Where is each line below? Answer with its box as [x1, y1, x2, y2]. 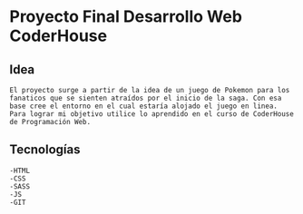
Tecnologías [9, 142, 81, 158]
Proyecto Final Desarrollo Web [9, 6, 243, 27]
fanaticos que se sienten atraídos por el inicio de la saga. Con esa [9, 93, 282, 102]
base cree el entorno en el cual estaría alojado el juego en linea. [9, 102, 279, 111]
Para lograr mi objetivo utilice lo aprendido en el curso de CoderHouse [9, 110, 295, 119]
